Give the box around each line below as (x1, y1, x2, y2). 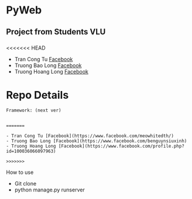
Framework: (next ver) (6, 107, 61, 114)
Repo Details (6, 88, 69, 102)
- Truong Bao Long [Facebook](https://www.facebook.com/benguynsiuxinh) (6, 138, 187, 144)
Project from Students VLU (6, 27, 106, 37)
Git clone (14, 180, 37, 187)
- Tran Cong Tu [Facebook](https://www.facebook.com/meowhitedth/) (6, 133, 174, 139)
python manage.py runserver (14, 186, 85, 193)
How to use (6, 169, 34, 176)
